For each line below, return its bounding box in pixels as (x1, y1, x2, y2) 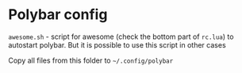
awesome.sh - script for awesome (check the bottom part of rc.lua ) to (8, 32, 234, 41)
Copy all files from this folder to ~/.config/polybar (8, 56, 174, 65)
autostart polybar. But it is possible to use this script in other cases (8, 40, 226, 49)
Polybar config (8, 6, 108, 24)
